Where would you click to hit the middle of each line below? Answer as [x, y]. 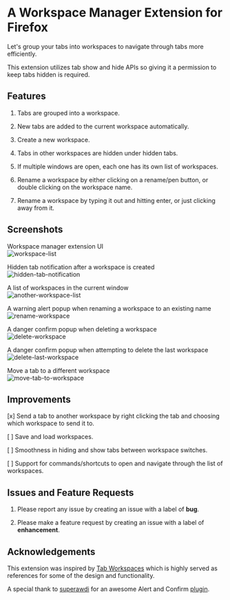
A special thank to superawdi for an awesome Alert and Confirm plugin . [108, 589]
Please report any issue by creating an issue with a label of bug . [108, 510]
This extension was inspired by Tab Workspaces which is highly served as [113, 568]
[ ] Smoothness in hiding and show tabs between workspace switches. [107, 450]
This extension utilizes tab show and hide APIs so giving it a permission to [112, 67]
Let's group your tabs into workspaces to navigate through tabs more [106, 46]
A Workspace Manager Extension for [115, 13]
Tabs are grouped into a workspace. [69, 113]
